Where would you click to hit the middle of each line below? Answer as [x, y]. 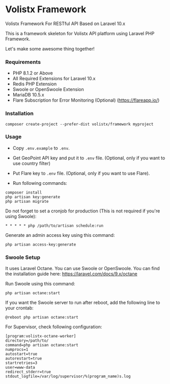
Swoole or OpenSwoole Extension [48, 89]
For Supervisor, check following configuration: [54, 327]
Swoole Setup [23, 257]
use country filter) [32, 163]
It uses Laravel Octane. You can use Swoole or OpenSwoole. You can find [82, 269]
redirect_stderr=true [28, 372]
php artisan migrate [27, 201]
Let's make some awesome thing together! [50, 49]
